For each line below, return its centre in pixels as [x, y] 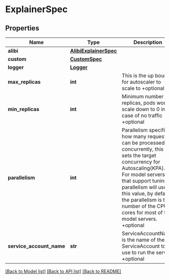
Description [148, 42]
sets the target [139, 155]
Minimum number [143, 96]
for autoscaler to [141, 82]
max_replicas [24, 82]
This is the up [138, 76]
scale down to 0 [141, 109]
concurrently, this [142, 149]
